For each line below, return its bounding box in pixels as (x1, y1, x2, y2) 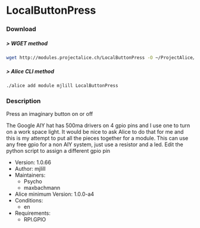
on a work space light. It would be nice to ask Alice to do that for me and (6, 128, 184, 135)
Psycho (23, 178, 43, 185)
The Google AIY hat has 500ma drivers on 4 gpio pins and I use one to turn (6, 122, 190, 129)
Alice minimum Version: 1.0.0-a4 (14, 190, 94, 198)
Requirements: (14, 209, 51, 217)
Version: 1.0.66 (14, 159, 52, 166)
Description (6, 97, 41, 105)
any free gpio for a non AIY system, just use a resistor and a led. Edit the (6, 141, 183, 148)
